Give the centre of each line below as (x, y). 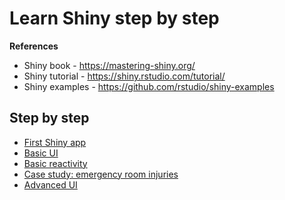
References (34, 46)
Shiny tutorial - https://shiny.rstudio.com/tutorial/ (124, 76)
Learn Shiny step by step (114, 18)
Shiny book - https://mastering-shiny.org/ (109, 65)
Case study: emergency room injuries (101, 174)
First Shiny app (55, 142)
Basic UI (41, 153)
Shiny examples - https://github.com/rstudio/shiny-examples (149, 86)
